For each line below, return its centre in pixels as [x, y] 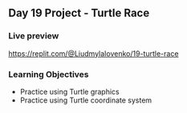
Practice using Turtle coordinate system [86, 100]
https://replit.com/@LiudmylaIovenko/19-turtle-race [93, 53]
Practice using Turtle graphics [69, 91]
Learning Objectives [49, 74]
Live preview [34, 36]
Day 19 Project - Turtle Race [79, 13]
